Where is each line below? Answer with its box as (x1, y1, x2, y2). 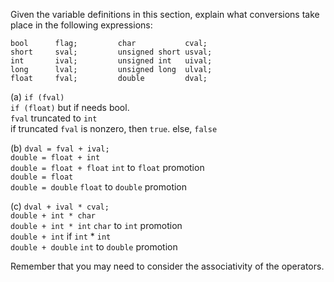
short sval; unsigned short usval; (10, 47, 213, 57)
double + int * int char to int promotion (10, 220, 183, 231)
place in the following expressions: (10, 19, 153, 31)
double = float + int (10, 153, 101, 163)
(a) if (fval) (10, 91, 65, 103)
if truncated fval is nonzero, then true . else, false (10, 123, 218, 134)
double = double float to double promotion (10, 181, 188, 193)
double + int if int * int (10, 230, 112, 242)
